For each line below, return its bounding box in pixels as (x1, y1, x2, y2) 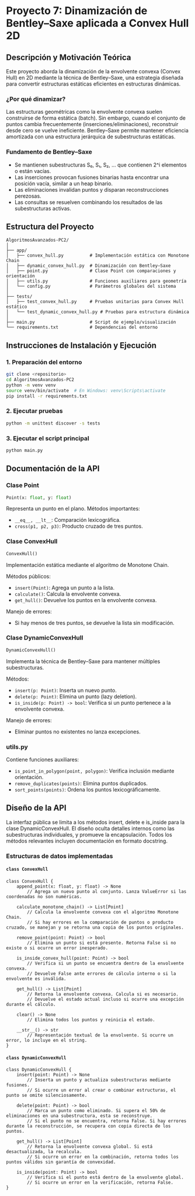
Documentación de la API (6, 464, 100, 474)
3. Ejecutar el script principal (6, 434, 89, 442)
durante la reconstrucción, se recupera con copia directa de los (6, 1123, 171, 1129)
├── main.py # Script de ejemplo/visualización (6, 320, 176, 325)
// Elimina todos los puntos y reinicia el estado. (27, 1017, 156, 1022)
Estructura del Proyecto (6, 222, 95, 232)
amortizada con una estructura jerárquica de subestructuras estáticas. (6, 133, 176, 140)
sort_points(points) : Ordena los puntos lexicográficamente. (14, 786, 161, 793)
